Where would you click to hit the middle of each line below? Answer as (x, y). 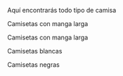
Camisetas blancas (35, 51)
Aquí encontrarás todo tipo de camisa (62, 10)
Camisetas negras (33, 65)
